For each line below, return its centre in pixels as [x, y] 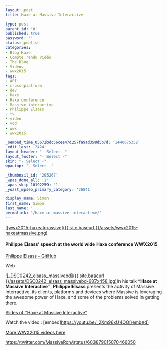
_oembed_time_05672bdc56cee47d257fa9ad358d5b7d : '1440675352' [73, 142]
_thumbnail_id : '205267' [32, 175]
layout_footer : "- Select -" [36, 157]
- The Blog [17, 62]
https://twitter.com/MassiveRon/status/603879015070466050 [71, 342]
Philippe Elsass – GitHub [31, 256]
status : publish [22, 43]
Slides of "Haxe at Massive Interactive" [46, 312]
